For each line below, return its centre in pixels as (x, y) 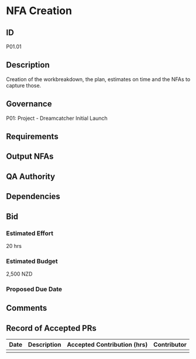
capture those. (24, 85)
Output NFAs (30, 157)
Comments (27, 308)
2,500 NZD (19, 274)
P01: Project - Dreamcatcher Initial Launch (57, 118)
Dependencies (33, 197)
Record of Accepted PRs (51, 328)
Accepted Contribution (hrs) (107, 345)
